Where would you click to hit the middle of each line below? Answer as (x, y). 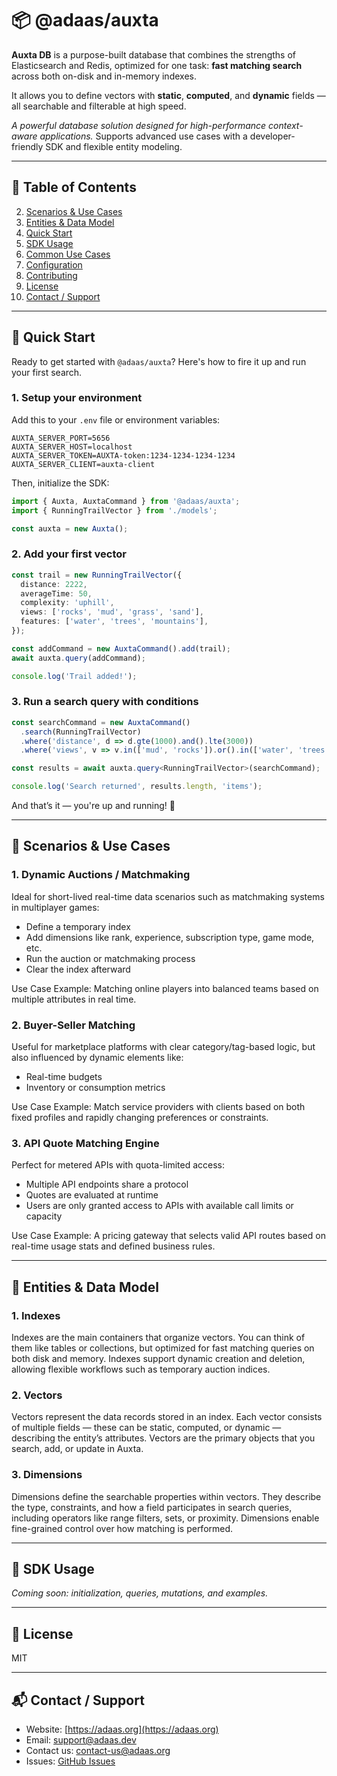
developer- (272, 136)
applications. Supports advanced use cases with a (143, 136)
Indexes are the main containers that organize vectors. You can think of (158, 1338)
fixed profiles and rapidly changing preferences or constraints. (140, 1118)
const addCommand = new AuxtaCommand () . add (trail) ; (121, 648)
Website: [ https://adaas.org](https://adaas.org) (122, 1729)
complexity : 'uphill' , (67, 603)
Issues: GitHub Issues (70, 1761)
